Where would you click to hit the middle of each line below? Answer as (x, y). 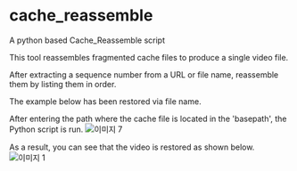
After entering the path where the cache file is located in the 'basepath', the (148, 118)
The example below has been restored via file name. (106, 101)
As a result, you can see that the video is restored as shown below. (132, 147)
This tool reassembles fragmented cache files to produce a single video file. (149, 57)
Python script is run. (46, 129)
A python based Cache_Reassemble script (87, 40)
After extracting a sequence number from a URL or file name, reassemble (144, 74)
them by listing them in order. (63, 84)
